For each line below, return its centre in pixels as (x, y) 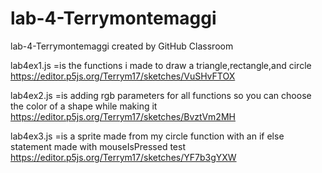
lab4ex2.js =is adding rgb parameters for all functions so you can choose (161, 95)
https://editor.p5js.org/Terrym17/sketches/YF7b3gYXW (123, 157)
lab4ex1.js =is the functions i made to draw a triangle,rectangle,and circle (161, 65)
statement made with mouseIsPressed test (98, 146)
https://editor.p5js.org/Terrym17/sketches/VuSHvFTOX (123, 76)
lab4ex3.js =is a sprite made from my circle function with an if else (147, 136)
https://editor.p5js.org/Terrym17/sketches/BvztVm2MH (123, 116)
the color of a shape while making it (84, 106)
